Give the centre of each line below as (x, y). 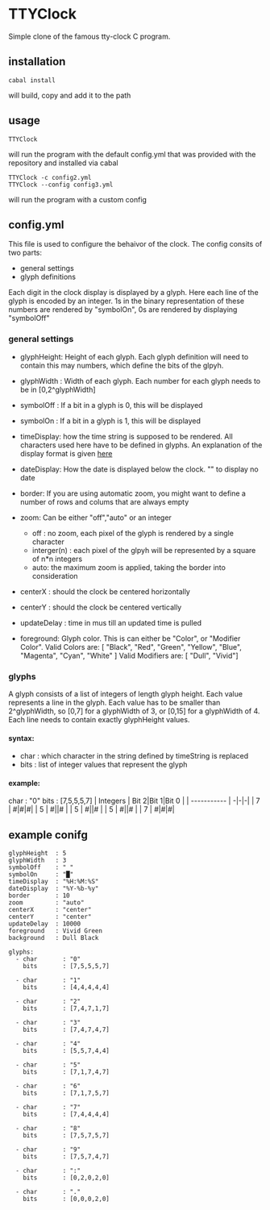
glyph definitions (48, 277)
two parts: (25, 253)
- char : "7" (48, 1108)
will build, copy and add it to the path (70, 95)
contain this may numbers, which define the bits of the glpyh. (122, 365)
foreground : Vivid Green (56, 931)
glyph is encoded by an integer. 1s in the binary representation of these (126, 301)
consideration (55, 576)
